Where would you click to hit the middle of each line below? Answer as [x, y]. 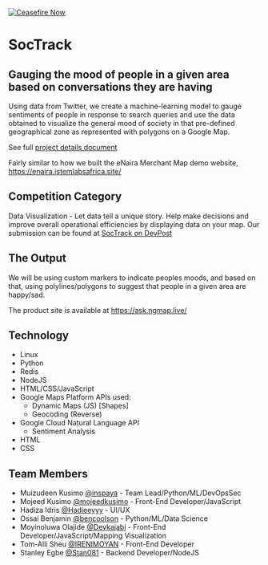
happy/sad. [27, 295]
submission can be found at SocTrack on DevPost [90, 233]
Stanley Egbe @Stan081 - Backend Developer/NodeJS [110, 553]
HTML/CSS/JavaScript [57, 388]
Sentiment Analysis [64, 431]
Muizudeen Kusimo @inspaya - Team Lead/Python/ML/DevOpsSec [130, 493]
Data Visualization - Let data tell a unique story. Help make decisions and [129, 216]
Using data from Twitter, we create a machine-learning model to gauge [125, 106]
